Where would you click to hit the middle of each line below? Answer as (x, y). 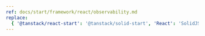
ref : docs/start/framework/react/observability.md (72, 12)
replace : (17, 18)
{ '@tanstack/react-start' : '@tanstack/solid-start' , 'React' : (93, 23)
